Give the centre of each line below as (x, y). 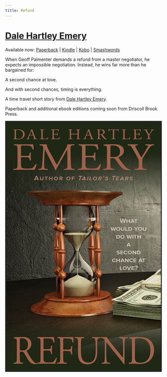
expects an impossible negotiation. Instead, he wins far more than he (76, 64)
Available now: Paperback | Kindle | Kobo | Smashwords (63, 49)
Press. (12, 114)
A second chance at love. (31, 79)
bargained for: (20, 70)
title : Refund (20, 10)
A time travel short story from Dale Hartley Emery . (56, 99)
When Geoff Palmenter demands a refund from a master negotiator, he (78, 59)
